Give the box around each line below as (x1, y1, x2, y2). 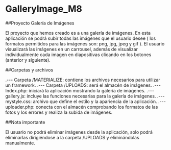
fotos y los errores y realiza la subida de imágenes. (5, 109, 113, 115)
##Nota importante (5, 119, 45, 125)
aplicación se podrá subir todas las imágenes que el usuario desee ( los (5, 35, 156, 41)
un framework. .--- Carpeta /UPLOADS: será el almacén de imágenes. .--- (5, 82, 161, 88)
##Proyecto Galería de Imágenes (5, 20, 75, 26)
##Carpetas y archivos (5, 67, 54, 73)
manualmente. (5, 140, 36, 146)
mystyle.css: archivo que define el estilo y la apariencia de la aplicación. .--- (5, 98, 166, 105)
